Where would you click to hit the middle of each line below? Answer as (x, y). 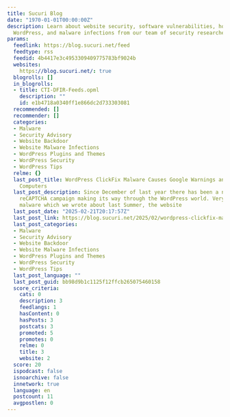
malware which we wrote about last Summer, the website (101, 205)
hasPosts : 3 (36, 320)
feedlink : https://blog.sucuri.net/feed (72, 45)
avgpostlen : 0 (33, 403)
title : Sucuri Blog (35, 13)
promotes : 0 (36, 339)
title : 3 (32, 352)
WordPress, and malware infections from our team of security (104, 33)
